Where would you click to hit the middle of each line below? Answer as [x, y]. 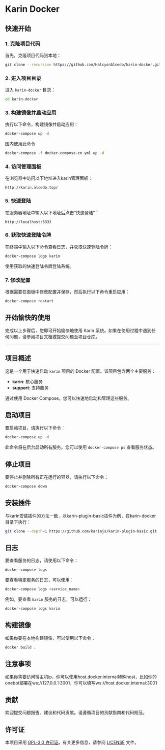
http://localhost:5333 [28, 222]
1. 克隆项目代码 [23, 44]
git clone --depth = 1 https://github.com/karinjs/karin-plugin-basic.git [81, 531]
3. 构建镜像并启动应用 [31, 113]
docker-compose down [26, 487]
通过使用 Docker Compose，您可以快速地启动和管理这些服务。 [69, 398]
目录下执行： [18, 522]
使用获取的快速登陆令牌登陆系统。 [40, 266]
